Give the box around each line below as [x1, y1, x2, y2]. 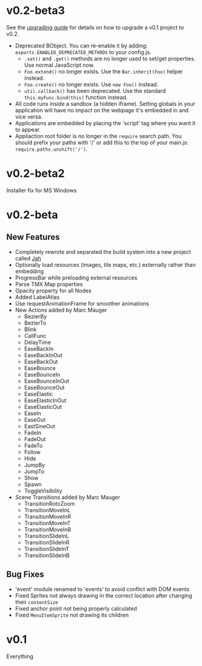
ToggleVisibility [24, 487, 62, 494]
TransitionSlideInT [24, 545, 70, 552]
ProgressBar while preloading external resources [15, 274, 138, 281]
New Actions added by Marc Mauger [15, 306, 107, 314]
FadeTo [24, 442, 43, 449]
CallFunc [24, 332, 47, 339]
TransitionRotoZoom [24, 499, 75, 507]
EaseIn [24, 410, 41, 417]
